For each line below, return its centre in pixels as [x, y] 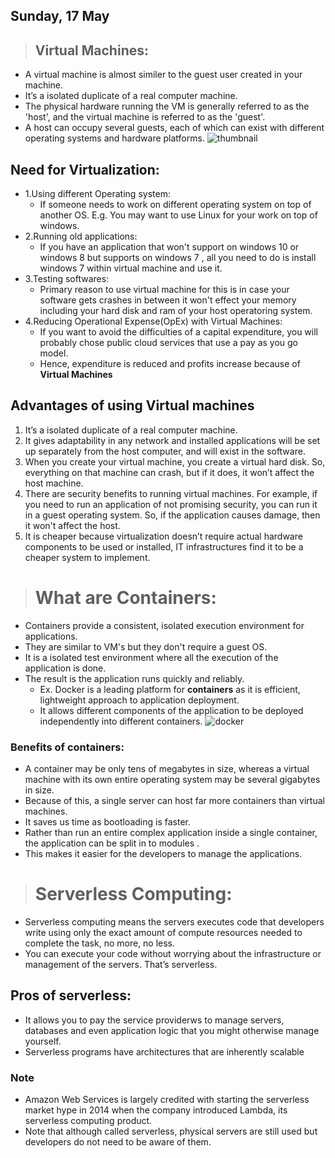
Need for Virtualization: [85, 169]
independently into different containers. [121, 721]
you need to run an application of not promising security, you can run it [171, 504]
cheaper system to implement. [87, 557]
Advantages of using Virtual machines [132, 405]
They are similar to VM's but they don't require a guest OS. [146, 646]
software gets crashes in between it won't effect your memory [168, 300]
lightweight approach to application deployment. [139, 700]
